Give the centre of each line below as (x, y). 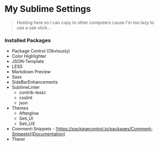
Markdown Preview (31, 72)
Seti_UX (27, 124)
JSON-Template (28, 62)
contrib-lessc (32, 93)
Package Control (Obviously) (41, 51)
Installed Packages (28, 40)
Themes (20, 108)
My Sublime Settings (48, 9)
